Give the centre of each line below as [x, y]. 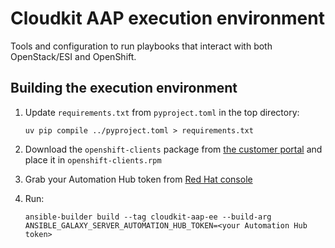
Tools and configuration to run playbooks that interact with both [141, 46]
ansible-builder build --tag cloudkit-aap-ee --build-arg [148, 217]
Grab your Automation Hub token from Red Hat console [138, 179]
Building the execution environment [124, 88]
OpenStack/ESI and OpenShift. [73, 56]
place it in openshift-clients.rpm [93, 159]
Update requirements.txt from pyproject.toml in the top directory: [162, 112]
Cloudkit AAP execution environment [167, 18]
